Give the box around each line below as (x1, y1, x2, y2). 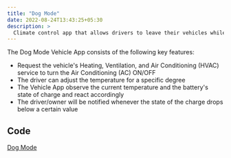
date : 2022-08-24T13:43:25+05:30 (7, 16, 103, 23)
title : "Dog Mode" (7, 10, 60, 17)
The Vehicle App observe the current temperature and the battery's (16, 83, 208, 91)
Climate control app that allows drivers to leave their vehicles (13, 29, 208, 36)
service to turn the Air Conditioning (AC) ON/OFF (16, 69, 156, 77)
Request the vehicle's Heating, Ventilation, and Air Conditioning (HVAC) (16, 61, 219, 69)
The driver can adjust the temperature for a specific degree (16, 76, 186, 84)
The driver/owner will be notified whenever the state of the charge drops (16, 98, 223, 106)
